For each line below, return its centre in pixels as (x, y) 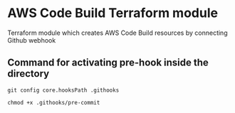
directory (28, 74)
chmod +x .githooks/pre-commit (54, 102)
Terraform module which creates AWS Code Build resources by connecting (117, 33)
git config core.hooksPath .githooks (63, 90)
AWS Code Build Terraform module (113, 13)
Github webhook (32, 40)
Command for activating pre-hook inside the (108, 63)
